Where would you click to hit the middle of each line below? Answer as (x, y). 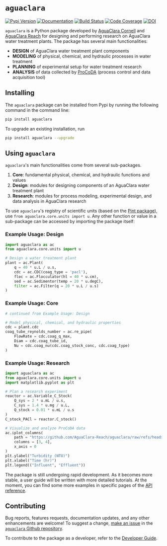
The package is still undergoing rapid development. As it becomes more (79, 474)
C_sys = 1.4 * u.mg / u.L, (42, 405)
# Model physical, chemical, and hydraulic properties (63, 322)
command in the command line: (37, 110)
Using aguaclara (30, 153)
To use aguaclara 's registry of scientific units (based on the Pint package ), (81, 211)
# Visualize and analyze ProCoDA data (45, 428)
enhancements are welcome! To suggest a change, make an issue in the (79, 523)
